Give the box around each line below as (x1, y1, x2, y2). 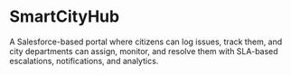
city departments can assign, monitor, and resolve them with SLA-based (9, 45, 278, 56)
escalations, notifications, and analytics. (9, 55, 159, 66)
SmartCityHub (9, 6, 120, 27)
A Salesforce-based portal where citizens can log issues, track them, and (9, 36, 283, 47)
